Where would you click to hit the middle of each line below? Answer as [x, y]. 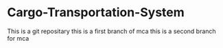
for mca [18, 38]
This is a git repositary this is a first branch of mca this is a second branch [111, 31]
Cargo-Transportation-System [96, 13]
